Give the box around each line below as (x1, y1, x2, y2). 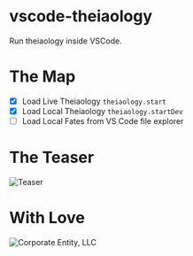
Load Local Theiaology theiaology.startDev (21, 105, 183, 116)
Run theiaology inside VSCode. (9, 35, 122, 46)
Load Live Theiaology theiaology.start (21, 96, 166, 106)
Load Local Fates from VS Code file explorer (21, 116, 184, 126)
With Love (9, 208, 86, 228)
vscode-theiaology (9, 6, 153, 27)
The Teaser (9, 148, 95, 167)
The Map (9, 66, 76, 87)
